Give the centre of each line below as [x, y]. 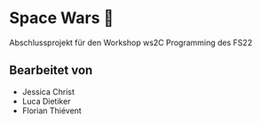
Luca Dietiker [46, 101]
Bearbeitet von [51, 70]
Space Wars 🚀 [62, 18]
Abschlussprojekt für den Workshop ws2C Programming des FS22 [131, 42]
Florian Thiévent [51, 111]
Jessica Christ [48, 91]
